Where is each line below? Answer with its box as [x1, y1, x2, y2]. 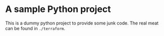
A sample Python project [5, 3, 111, 15]
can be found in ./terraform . [5, 25, 66, 31]
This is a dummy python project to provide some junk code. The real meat [5, 20, 159, 26]
